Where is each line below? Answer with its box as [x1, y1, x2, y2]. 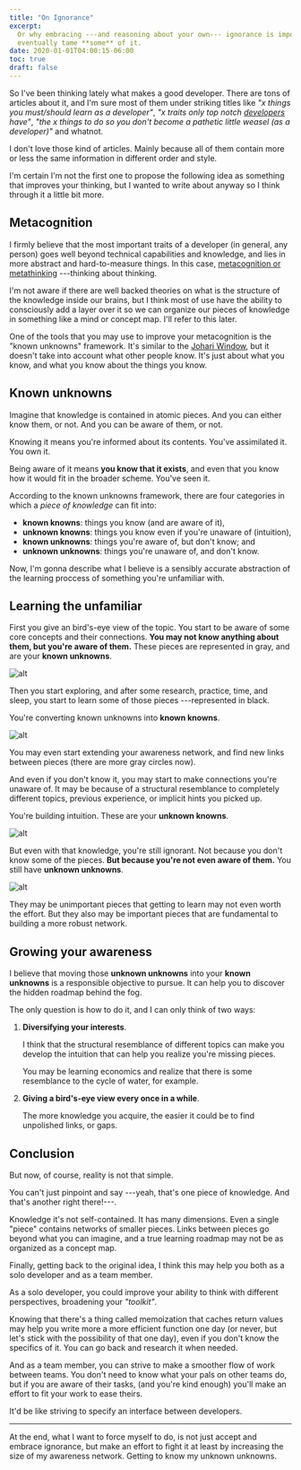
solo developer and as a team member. [9, 1269, 153, 1280]
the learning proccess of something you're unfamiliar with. [9, 572, 226, 583]
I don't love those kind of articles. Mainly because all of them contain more [9, 143, 285, 153]
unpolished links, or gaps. [21, 1120, 118, 1131]
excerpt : [9, 22, 42, 30]
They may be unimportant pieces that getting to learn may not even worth [9, 899, 282, 910]
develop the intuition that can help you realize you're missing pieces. [21, 1048, 276, 1059]
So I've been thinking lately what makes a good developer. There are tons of [9, 87, 291, 99]
